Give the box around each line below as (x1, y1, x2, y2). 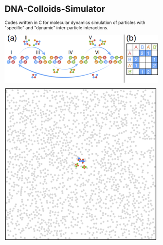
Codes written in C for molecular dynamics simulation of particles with (4, 20, 145, 25)
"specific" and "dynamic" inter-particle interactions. (4, 24, 109, 30)
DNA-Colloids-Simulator (4, 3, 106, 15)
